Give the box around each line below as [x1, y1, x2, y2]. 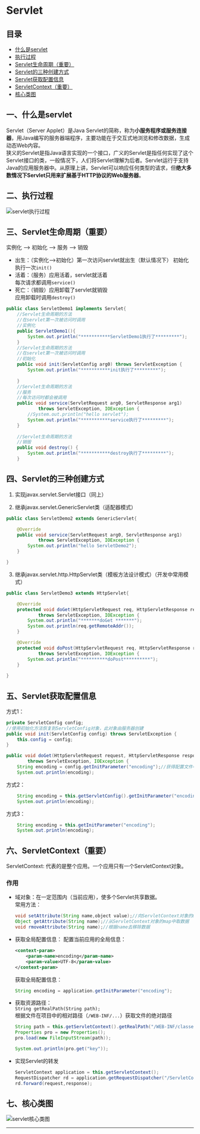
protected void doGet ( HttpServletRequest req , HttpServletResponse [17, 606, 187, 612]
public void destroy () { [17, 445, 79, 451]
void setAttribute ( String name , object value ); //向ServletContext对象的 [14, 913, 193, 919]
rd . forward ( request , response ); [14, 1080, 93, 1086]
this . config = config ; [17, 736, 73, 743]
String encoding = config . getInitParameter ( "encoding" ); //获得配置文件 [17, 764, 193, 770]
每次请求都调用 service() [14, 279, 76, 286]
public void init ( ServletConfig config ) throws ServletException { [6, 731, 177, 737]
